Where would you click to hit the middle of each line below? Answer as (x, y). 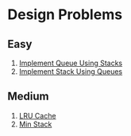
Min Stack (35, 124)
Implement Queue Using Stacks (71, 63)
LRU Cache (37, 115)
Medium (28, 97)
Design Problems (65, 15)
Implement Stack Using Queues (71, 72)
